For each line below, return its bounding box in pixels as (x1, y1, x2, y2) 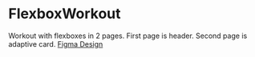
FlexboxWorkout (8, 5, 122, 23)
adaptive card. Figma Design (8, 39, 103, 48)
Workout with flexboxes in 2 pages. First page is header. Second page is (8, 31, 248, 40)
